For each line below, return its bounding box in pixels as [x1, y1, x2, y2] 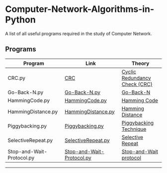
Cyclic [121, 68, 137, 75]
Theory [131, 60, 150, 67]
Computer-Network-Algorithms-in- [5, 3, 155, 15]
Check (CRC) [121, 81, 153, 88]
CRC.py [7, 74, 26, 81]
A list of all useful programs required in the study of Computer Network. [5, 30, 153, 36]
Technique [121, 126, 147, 133]
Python [5, 14, 36, 25]
